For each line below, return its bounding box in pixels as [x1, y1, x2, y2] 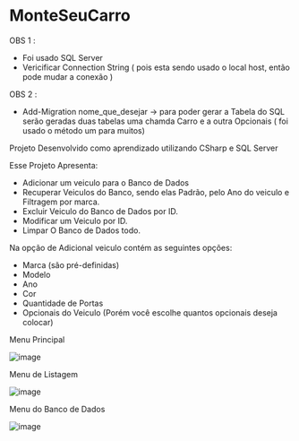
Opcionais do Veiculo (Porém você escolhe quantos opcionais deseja [21, 307, 278, 318]
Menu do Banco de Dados [9, 403, 106, 414]
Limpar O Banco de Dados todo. [21, 225, 141, 236]
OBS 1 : [9, 35, 36, 46]
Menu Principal [9, 333, 65, 345]
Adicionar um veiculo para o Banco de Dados [21, 177, 190, 188]
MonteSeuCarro [9, 5, 132, 26]
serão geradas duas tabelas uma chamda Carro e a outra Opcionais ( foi [21, 116, 289, 126]
